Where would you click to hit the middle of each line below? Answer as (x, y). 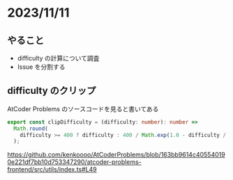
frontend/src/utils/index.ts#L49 (52, 170)
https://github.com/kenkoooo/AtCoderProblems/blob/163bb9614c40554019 (116, 155)
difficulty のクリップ (52, 91)
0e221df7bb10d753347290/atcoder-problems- (74, 162)
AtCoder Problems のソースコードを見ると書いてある (83, 108)
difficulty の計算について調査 (58, 58)
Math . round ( (31, 129)
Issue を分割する (41, 67)
